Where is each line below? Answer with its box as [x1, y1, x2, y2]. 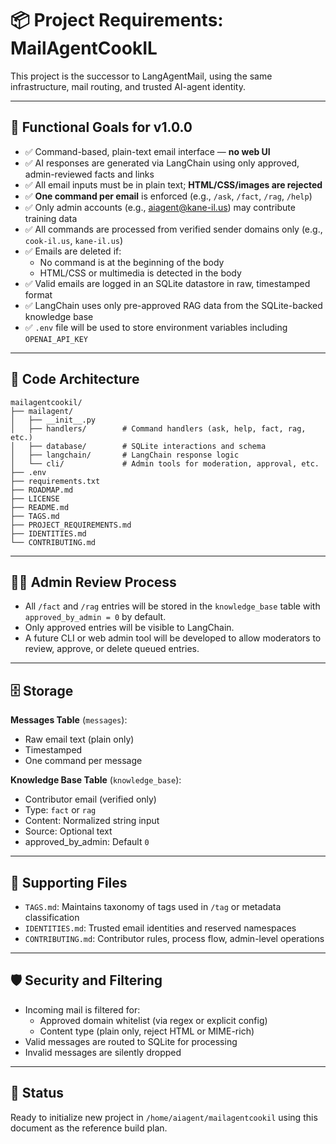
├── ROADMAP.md [10, 485, 74, 495]
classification [24, 912, 80, 923]
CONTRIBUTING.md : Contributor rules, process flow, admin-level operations [24, 933, 325, 944]
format [24, 288, 53, 301]
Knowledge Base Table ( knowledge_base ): [10, 774, 182, 786]
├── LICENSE [10, 493, 60, 504]
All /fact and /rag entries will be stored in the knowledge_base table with [24, 600, 321, 612]
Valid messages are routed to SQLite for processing [24, 1035, 238, 1047]
